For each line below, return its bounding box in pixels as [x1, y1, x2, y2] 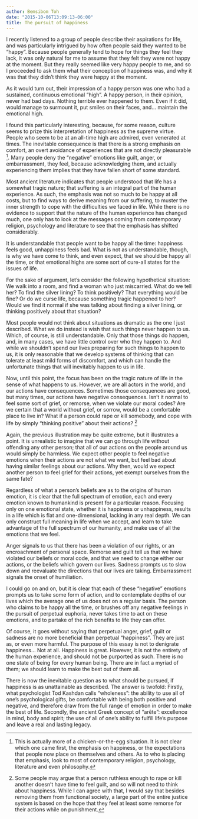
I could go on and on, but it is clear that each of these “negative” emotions [6, 585, 187, 592]
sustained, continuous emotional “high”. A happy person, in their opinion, [6, 91, 183, 98]
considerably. [6, 228, 39, 235]
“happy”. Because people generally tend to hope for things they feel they [6, 48, 183, 56]
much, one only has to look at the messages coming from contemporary [6, 216, 181, 223]
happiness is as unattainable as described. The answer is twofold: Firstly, [6, 683, 184, 690]
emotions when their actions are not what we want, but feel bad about [6, 456, 176, 463]
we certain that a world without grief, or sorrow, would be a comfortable [6, 406, 181, 413]
